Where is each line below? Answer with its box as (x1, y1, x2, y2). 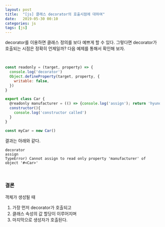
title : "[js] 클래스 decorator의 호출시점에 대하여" (5, 12, 105, 17)
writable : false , (14, 78, 50, 83)
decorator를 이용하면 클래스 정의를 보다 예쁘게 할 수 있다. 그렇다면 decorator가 (5, 40, 157, 46)
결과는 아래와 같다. (5, 138, 41, 144)
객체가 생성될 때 (5, 194, 36, 200)
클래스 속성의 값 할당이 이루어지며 (12, 210, 77, 216)
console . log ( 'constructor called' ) (14, 110, 87, 115)
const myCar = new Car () (5, 128, 56, 133)
